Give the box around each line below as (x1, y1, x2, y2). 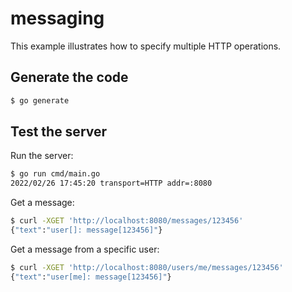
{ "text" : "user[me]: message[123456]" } (10, 272, 172, 282)
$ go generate (10, 95, 70, 106)
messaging (10, 7, 105, 30)
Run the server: (10, 150, 74, 162)
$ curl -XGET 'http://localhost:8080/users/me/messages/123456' (10, 262, 284, 272)
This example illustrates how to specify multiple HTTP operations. (10, 40, 282, 52)
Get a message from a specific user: (10, 243, 160, 255)
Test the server (10, 123, 108, 141)
